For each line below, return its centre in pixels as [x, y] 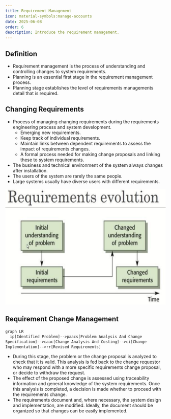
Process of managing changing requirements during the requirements [86, 122]
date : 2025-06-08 [24, 21]
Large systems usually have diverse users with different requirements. [86, 181]
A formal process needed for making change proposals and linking [90, 154]
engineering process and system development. [62, 127]
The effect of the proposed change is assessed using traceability [81, 378]
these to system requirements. [52, 160]
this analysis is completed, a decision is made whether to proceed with [87, 389]
